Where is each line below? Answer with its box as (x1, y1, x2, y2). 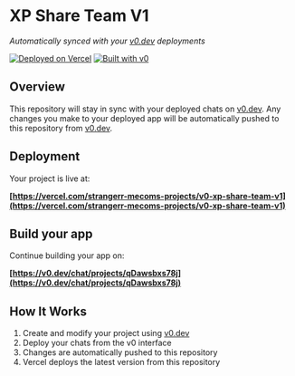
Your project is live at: (9, 173, 90, 184)
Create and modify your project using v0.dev (22, 328, 190, 339)
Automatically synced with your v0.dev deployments (9, 35, 205, 46)
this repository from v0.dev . (9, 122, 113, 133)
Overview (9, 79, 66, 95)
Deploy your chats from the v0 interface (22, 337, 172, 349)
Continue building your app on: (9, 250, 125, 261)
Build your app (9, 226, 93, 241)
